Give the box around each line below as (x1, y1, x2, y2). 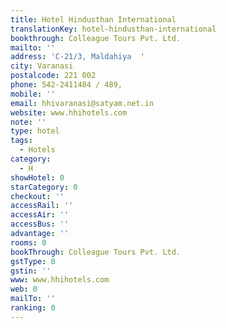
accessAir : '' (10, 210, 70, 220)
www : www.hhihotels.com (10, 275, 110, 285)
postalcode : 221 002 (10, 71, 97, 81)
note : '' (10, 117, 47, 127)
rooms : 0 (10, 237, 47, 248)
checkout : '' (10, 191, 65, 201)
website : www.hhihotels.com (10, 107, 128, 118)
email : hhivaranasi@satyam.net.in (10, 98, 155, 108)
